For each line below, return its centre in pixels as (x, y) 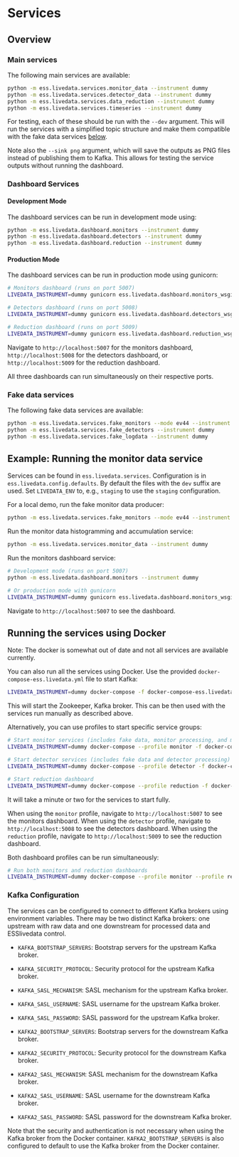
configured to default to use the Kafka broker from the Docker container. (114, 1146)
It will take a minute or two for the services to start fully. (89, 800)
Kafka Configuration (43, 895)
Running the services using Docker (87, 633)
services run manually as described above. (70, 713)
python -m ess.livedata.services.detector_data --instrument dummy (110, 95)
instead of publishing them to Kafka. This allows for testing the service (111, 158)
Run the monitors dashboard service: (62, 558)
